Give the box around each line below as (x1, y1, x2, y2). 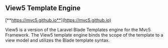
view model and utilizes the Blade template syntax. (5, 37, 110, 43)
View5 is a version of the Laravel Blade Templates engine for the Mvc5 (5, 27, 151, 33)
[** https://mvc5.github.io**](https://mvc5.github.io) (5, 17, 111, 23)
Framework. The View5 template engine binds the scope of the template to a (5, 32, 163, 38)
